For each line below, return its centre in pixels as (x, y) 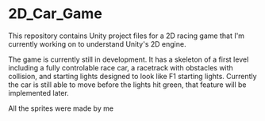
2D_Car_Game (56, 14)
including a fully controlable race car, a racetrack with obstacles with (121, 67)
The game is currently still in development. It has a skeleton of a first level (129, 59)
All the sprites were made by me (61, 108)
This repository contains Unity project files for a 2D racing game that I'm (126, 36)
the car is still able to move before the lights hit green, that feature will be (127, 85)
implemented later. (38, 93)
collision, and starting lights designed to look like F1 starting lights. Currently (132, 76)
